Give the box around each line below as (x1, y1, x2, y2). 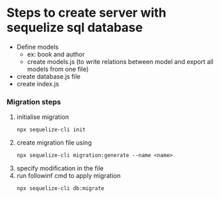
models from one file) (26, 65, 89, 73)
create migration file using (16, 138, 92, 147)
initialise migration (16, 113, 69, 121)
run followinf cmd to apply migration (16, 172, 121, 180)
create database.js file (16, 72, 81, 81)
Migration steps (6, 97, 61, 106)
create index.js (16, 79, 60, 88)
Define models (16, 42, 59, 51)
